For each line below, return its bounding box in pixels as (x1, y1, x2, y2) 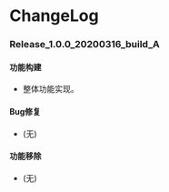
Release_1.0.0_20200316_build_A (9, 38, 161, 51)
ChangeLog (9, 5, 99, 26)
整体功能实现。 (22, 84, 79, 95)
